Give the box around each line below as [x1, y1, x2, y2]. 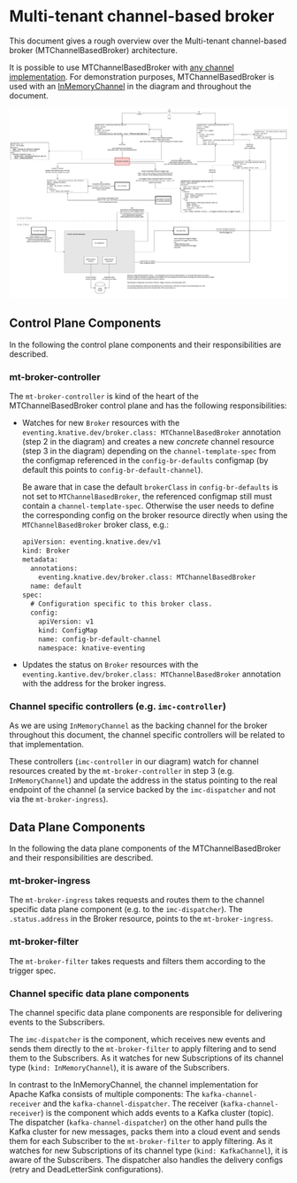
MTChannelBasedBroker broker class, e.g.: [21, 520, 170, 530]
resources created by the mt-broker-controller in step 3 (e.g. [9, 766, 234, 777]
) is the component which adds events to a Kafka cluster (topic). [41, 1108, 274, 1118]
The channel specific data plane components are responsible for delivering [9, 1008, 283, 1018]
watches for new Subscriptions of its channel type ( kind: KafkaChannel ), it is [9, 1145, 289, 1156]
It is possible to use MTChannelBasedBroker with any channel [9, 62, 234, 73]
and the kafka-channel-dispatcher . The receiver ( [42, 1098, 224, 1109]
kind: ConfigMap [38, 626, 98, 635]
